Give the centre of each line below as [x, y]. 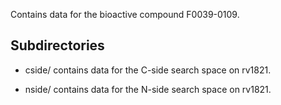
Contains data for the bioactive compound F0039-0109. [125, 14]
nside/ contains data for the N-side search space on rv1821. [148, 89]
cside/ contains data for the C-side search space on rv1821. [148, 70]
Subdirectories [57, 45]
